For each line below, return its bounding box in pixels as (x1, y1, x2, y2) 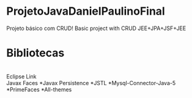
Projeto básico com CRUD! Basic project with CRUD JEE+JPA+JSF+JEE (6, 24, 186, 32)
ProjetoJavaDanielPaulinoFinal (6, 4, 165, 18)
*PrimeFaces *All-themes (6, 86, 72, 93)
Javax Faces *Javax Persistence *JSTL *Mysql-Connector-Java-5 (6, 79, 176, 86)
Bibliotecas (6, 46, 65, 60)
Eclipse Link (6, 72, 37, 80)
